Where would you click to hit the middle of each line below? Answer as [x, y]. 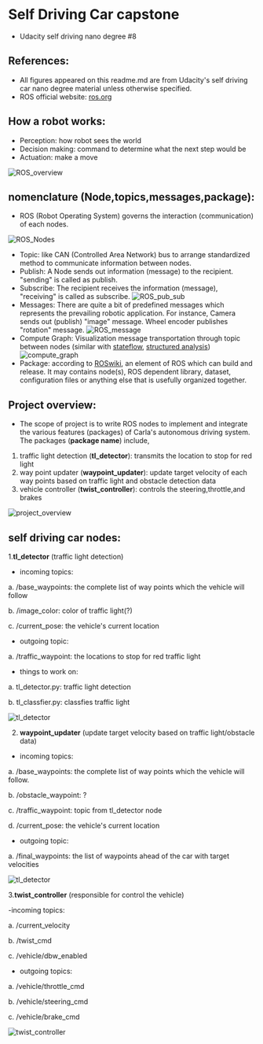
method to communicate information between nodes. [106, 263]
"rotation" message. [52, 330]
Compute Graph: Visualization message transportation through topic [130, 338]
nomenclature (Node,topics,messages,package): [131, 197]
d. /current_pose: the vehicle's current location [84, 825]
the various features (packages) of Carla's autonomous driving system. [135, 432]
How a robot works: [57, 122]
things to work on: [49, 671]
